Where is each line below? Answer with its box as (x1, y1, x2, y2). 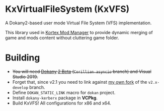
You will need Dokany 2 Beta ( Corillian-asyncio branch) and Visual (12, 68, 152, 74)
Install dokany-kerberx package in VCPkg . (12, 95, 98, 101)
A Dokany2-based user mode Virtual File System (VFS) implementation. (5, 20, 152, 26)
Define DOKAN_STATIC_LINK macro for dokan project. (12, 89, 116, 95)
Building (5, 52, 40, 63)
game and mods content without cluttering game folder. (5, 35, 119, 41)
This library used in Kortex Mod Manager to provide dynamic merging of (5, 29, 153, 35)
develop (12, 85, 28, 90)
